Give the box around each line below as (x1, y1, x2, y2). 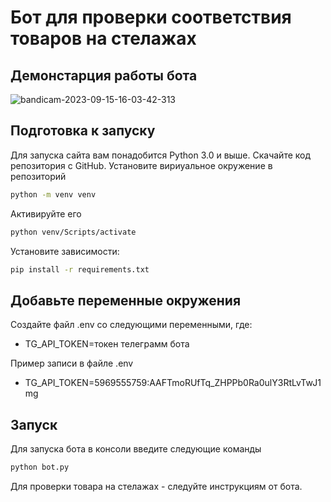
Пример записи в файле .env (10, 357, 134, 370)
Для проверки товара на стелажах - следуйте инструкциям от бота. (10, 480, 303, 492)
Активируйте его (10, 207, 82, 220)
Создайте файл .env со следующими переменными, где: (10, 319, 253, 331)
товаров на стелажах (10, 27, 197, 50)
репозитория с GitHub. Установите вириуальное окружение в (10, 159, 273, 171)
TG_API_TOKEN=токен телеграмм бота (24, 338, 190, 350)
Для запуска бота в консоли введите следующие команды (10, 443, 262, 455)
